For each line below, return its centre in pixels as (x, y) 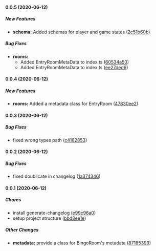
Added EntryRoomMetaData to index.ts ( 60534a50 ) (75, 62)
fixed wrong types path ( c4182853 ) (50, 140)
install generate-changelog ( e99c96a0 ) (54, 213)
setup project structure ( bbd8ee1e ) (49, 218)
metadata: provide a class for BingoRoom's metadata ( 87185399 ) (82, 243)
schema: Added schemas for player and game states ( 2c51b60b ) (81, 32)
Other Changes (22, 230)
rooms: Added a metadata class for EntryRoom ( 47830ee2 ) (75, 104)
